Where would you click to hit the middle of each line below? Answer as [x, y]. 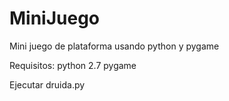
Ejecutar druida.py [47, 84]
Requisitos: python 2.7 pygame [73, 65]
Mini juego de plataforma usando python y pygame [114, 46]
